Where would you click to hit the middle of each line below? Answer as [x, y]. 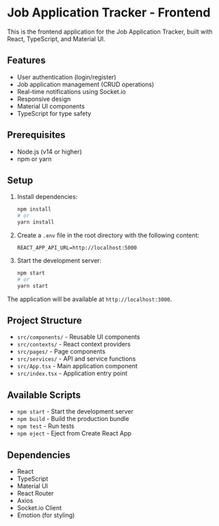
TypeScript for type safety [54, 113]
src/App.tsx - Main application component [77, 366]
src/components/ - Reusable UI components [78, 337]
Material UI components [51, 106]
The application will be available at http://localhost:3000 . [90, 299]
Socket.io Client [39, 508]
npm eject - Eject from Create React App [74, 433]
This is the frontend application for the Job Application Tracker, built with [110, 32]
